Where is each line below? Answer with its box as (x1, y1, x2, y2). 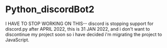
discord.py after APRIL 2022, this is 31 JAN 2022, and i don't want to (5, 26, 150, 32)
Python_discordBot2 (5, 4, 95, 15)
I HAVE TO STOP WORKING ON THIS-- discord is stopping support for (5, 20, 154, 27)
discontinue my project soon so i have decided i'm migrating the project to (5, 31, 162, 37)
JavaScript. (5, 37, 30, 43)
